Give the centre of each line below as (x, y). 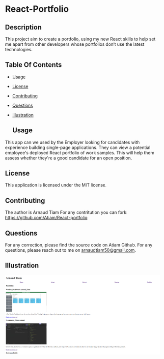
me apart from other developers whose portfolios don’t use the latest (75, 44)
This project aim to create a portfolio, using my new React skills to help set (80, 39)
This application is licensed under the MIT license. (56, 185)
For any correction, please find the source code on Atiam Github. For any (79, 245)
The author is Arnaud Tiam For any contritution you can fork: (66, 212)
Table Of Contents (34, 65)
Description (23, 27)
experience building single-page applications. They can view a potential (78, 147)
